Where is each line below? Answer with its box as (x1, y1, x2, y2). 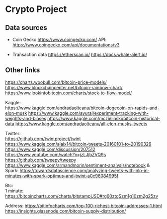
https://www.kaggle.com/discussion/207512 (5, 146, 95, 152)
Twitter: (5, 130, 21, 136)
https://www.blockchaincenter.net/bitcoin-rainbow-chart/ (5, 84, 123, 90)
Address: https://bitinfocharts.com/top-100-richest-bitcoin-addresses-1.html (5, 203, 162, 209)
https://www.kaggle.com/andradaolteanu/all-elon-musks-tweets (15, 121, 148, 127)
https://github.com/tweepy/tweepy (5, 157, 77, 163)
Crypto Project (5, 3, 67, 15)
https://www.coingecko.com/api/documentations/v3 (12, 42, 120, 48)
